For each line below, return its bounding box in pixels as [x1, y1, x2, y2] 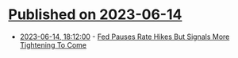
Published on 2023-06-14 [8, 6, 182, 24]
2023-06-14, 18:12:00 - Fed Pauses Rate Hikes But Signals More [19, 32, 230, 41]
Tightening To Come [19, 40, 87, 49]
